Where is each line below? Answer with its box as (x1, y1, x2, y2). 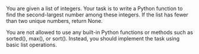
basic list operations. (6, 41, 58, 48)
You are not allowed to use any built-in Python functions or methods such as (6, 29, 193, 36)
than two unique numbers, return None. (6, 18, 103, 24)
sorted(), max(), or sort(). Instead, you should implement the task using (6, 35, 180, 42)
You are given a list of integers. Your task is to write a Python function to (6, 5, 183, 12)
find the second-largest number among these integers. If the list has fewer (6, 11, 189, 18)
